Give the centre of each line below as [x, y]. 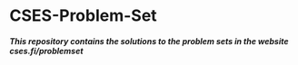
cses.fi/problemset [46, 51]
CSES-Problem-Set [83, 16]
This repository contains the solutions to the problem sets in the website [149, 41]
